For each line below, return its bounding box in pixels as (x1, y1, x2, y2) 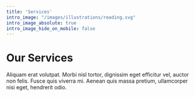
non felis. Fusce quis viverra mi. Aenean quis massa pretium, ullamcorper (6, 77, 188, 84)
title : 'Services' (6, 8, 52, 15)
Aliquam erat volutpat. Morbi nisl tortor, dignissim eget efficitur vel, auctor (6, 71, 190, 78)
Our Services (6, 51, 73, 65)
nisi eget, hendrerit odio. (6, 84, 67, 91)
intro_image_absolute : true (6, 20, 77, 26)
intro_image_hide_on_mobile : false (6, 25, 96, 32)
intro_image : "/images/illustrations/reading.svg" (6, 14, 136, 20)
